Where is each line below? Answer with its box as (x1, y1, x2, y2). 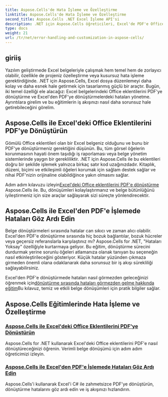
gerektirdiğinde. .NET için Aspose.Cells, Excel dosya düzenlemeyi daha (5, 78, 151, 84)
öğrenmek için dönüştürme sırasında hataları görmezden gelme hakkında (5, 280, 154, 286)
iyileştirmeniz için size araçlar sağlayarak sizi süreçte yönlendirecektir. (5, 192, 150, 198)
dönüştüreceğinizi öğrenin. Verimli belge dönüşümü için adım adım (5, 346, 142, 351)
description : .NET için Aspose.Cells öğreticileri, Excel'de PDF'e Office (5, 21, 164, 27)
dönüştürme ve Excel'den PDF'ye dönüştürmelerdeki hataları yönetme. (5, 94, 151, 100)
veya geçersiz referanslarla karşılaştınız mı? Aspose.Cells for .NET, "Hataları (5, 238, 161, 244)
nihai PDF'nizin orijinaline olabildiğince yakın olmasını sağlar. (5, 172, 129, 178)
